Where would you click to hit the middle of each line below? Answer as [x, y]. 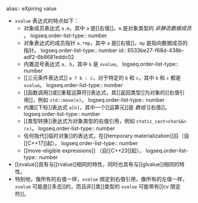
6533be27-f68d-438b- [156, 50]
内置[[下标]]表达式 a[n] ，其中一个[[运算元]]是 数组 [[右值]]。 [97, 107]
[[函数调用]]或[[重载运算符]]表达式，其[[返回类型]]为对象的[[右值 [102, 92]
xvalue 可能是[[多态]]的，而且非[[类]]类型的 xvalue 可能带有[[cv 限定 [98, 186]
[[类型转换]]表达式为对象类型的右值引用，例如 [79, 121]
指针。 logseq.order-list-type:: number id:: [75, 50]
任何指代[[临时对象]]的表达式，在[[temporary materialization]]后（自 [106, 136]
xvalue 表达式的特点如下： [47, 21]
